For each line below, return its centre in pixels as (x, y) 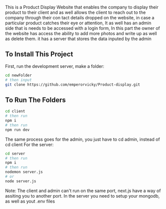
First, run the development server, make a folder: (55, 66)
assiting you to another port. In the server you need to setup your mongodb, (83, 196)
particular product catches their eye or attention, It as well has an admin (78, 23)
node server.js (21, 181)
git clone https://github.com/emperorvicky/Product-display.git (73, 84)
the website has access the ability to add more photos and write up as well (81, 33)
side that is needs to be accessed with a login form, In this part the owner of (83, 28)
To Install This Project (39, 54)
